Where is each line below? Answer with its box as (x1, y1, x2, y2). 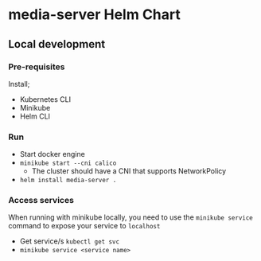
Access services (8, 195, 74, 206)
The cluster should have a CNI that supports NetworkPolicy (31, 166, 227, 176)
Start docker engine (19, 150, 85, 159)
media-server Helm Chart (8, 6, 181, 24)
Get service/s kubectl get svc (19, 236, 120, 246)
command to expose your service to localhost (8, 221, 161, 231)
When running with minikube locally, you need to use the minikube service (8, 212, 253, 222)
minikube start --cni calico (19, 159, 117, 168)
